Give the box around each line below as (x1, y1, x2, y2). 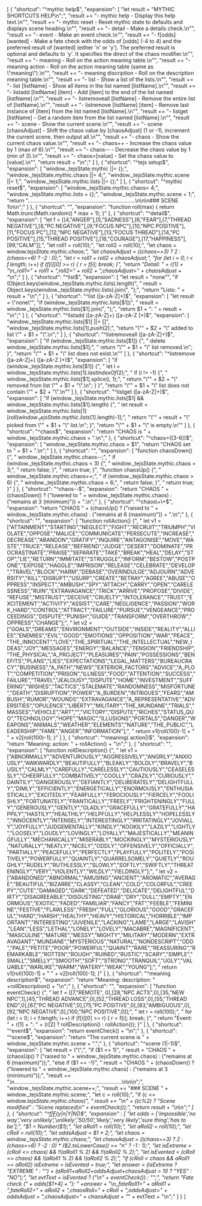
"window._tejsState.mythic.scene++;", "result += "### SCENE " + (7, 1084, 168, 1091)
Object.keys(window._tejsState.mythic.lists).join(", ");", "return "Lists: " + (7, 286, 185, 293)
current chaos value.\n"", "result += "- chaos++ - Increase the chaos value (7, 140, 192, 146)
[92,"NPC (7, 1008, 31, 1015)
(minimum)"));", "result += (7, 1072, 71, 1079)
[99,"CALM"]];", (7, 242, 46, 248)
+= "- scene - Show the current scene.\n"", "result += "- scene (7, 121, 163, 127)
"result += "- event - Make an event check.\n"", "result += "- (7, 31, 156, 38)
